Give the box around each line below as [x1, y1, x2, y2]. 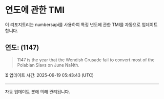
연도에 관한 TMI [5, 4, 65, 16]
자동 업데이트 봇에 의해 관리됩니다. [5, 89, 70, 95]
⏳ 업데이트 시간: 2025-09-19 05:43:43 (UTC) [5, 72, 94, 78]
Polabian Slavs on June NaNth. [17, 62, 80, 68]
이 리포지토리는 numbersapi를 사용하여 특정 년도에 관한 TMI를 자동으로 [5, 22, 141, 27]
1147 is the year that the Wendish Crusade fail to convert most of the [17, 57, 155, 63]
